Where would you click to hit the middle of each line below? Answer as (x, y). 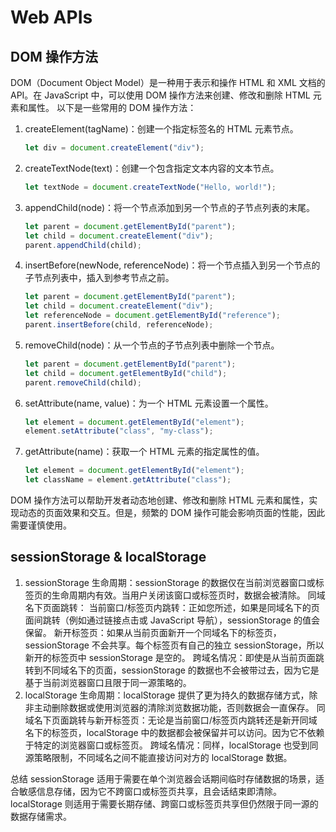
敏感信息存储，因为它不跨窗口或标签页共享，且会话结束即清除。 (150, 791)
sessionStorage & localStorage (108, 557)
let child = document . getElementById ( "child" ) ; (126, 373)
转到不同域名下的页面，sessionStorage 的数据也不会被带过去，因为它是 (172, 670)
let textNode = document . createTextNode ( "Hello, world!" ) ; (150, 187)
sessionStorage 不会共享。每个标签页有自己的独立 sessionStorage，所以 (174, 645)
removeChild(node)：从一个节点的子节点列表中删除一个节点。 (152, 345)
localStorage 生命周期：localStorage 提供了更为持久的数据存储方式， (167, 695)
